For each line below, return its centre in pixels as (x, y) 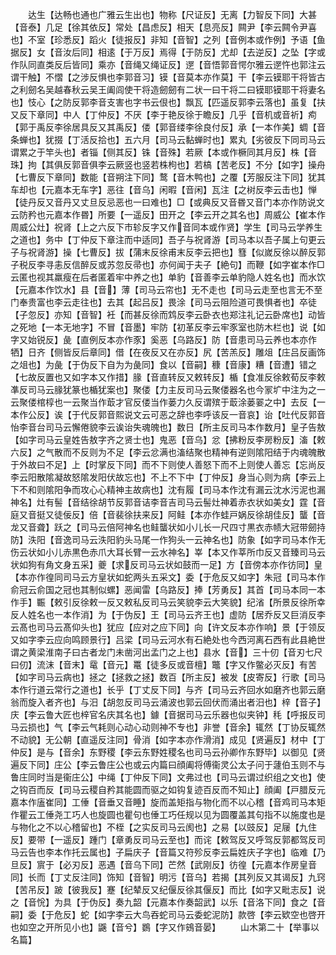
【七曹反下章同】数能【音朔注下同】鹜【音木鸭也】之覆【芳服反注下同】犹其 (168, 177)
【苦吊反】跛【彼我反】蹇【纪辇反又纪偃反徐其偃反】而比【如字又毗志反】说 (168, 889)
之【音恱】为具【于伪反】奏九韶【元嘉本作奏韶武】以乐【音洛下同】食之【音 (168, 902)
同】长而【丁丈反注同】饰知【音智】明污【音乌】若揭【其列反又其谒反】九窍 (168, 877)
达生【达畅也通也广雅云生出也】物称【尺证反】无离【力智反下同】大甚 (172, 14)
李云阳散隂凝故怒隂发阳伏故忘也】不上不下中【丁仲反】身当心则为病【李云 (163, 477)
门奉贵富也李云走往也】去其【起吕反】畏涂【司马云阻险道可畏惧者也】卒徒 (163, 302)
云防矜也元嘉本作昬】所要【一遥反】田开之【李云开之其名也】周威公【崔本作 (168, 214)
